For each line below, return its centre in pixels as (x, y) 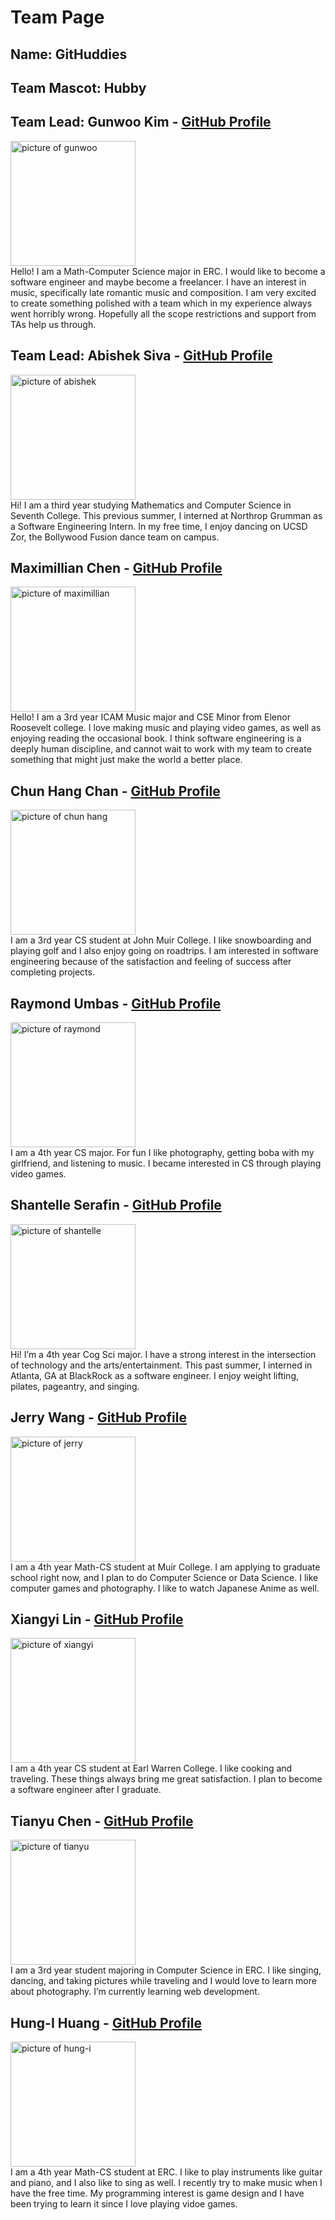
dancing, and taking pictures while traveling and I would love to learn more (163, 1981)
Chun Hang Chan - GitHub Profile (115, 791)
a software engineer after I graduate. (86, 1790)
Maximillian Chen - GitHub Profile (116, 567)
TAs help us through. (53, 324)
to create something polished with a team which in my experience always (161, 303)
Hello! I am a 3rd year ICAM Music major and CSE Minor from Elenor (150, 717)
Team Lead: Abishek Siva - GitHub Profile (141, 356)
